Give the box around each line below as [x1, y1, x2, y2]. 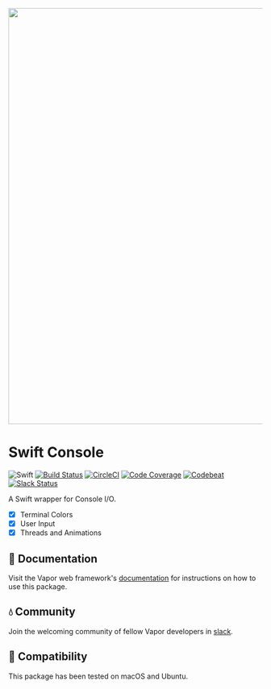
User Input [19, 519, 56, 528]
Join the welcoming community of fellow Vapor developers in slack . [8, 626, 234, 636]
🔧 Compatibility [8, 650, 88, 664]
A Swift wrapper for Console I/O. [8, 494, 117, 504]
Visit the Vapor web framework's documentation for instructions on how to [8, 573, 256, 583]
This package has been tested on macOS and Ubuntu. [8, 671, 188, 681]
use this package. [8, 581, 68, 591]
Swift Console [8, 443, 105, 462]
